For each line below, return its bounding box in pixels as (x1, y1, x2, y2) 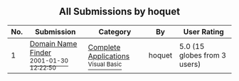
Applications (87, 51, 130, 61)
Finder (29, 48, 52, 58)
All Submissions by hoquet (59, 6, 180, 18)
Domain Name (29, 38, 78, 48)
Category (98, 26, 132, 36)
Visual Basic (87, 60, 122, 68)
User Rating (183, 26, 224, 36)
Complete (87, 42, 121, 52)
